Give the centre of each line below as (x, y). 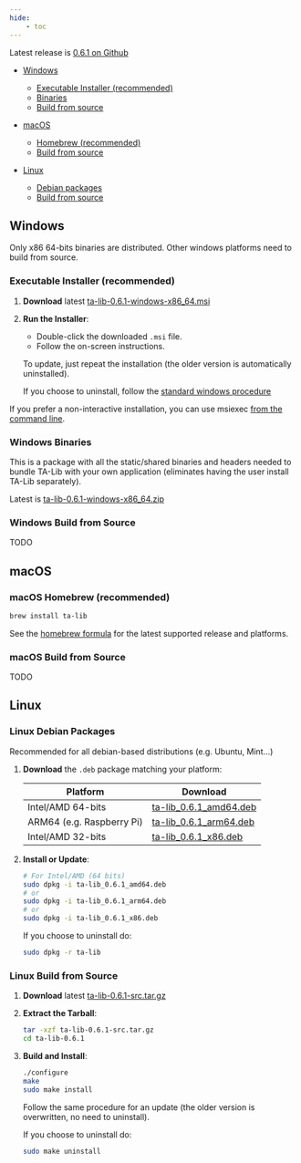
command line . (37, 418)
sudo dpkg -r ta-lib (62, 952)
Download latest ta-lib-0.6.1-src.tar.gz (94, 996)
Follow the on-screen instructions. (101, 346)
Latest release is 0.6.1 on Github (69, 52)
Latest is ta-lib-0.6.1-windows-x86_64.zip (87, 499)
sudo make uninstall (62, 1151)
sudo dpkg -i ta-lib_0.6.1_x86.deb (90, 919)
